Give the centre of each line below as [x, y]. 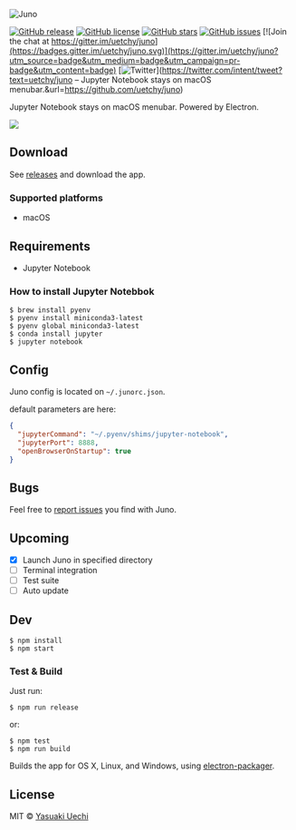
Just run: [26, 691]
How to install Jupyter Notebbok [82, 291]
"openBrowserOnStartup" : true [74, 451]
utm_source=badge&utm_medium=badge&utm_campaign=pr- [125, 60]
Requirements [50, 246]
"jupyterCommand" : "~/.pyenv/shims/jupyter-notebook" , [123, 434]
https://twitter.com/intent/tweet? [222, 70]
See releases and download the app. [78, 174]
